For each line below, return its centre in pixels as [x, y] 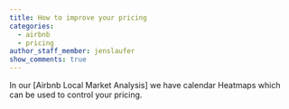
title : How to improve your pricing [78, 18]
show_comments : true [48, 59]
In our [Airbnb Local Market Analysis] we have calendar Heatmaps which [145, 85]
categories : [32, 26]
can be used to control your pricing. [76, 95]
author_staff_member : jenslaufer [72, 51]
